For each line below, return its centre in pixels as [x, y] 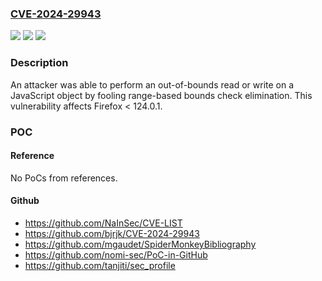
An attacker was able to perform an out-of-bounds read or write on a [152, 84]
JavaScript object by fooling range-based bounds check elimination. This [161, 95]
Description [39, 63]
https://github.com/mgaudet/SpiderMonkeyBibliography [140, 244]
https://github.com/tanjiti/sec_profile [100, 265]
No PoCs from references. [64, 178]
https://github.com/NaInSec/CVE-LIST [103, 223]
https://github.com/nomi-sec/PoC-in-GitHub [116, 254]
